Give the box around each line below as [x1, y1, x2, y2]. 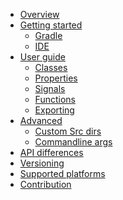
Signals [34, 83, 66, 94]
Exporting [34, 104, 75, 116]
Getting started [19, 19, 83, 31]
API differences [19, 147, 84, 158]
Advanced [19, 115, 63, 126]
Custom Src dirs [34, 125, 102, 137]
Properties [34, 72, 78, 84]
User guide [19, 51, 66, 63]
